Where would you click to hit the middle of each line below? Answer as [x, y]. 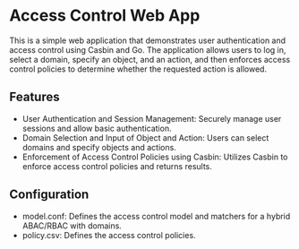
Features [34, 97]
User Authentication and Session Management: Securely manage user [152, 118]
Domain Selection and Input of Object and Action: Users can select [145, 137]
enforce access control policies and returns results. [117, 166]
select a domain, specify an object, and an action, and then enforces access [150, 59]
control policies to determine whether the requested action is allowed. [138, 69]
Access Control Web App [105, 16]
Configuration [49, 195]
